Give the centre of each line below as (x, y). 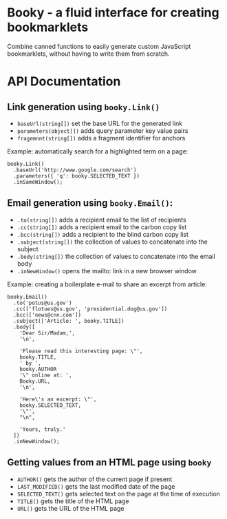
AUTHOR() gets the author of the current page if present (95, 479)
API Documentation (64, 82)
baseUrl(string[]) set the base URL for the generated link (100, 123)
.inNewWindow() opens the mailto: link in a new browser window (107, 271)
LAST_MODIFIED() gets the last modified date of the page (96, 486)
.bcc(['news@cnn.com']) (47, 315)
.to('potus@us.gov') (43, 303)
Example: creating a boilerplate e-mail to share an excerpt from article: (107, 284)
